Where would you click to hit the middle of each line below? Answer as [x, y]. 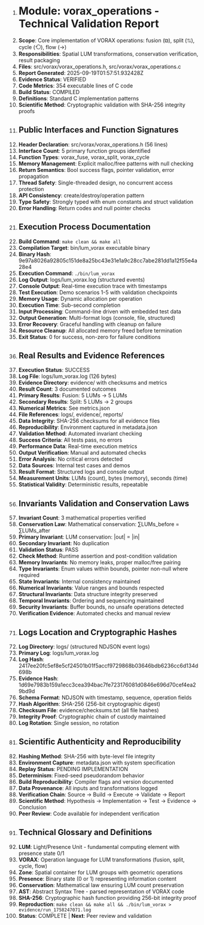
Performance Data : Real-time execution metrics [78, 446]
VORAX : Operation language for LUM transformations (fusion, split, [101, 859]
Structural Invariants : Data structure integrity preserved [88, 594]
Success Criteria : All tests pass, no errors [70, 440]
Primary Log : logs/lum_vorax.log [59, 653]
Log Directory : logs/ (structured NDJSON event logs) [84, 646]
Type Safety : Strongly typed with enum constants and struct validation [106, 201]
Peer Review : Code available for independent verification [89, 814]
